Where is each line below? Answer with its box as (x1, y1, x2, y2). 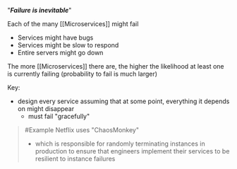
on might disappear (17, 105, 75, 112)
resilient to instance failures (35, 155, 116, 163)
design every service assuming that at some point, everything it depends (17, 97, 230, 105)
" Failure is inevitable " (7, 6, 72, 14)
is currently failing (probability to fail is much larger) (7, 70, 157, 78)
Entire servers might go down (17, 49, 104, 57)
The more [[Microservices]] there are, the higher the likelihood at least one (7, 62, 224, 70)
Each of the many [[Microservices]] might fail (7, 20, 139, 28)
